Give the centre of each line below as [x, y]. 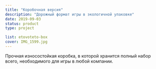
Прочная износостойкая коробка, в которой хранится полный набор [78, 56]
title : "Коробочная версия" [34, 10]
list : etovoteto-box [27, 37]
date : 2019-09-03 [23, 19]
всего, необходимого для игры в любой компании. [59, 61]
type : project [20, 28]
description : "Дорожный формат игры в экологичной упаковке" [70, 14]
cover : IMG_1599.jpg [27, 42]
